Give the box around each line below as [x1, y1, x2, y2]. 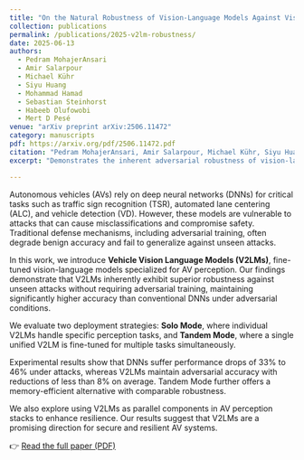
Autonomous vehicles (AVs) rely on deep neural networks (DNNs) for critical [9, 189, 294, 200]
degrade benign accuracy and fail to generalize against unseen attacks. [9, 237, 277, 248]
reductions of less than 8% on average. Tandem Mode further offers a [9, 376, 271, 387]
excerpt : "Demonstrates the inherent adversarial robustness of [9, 155, 257, 165]
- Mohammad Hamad [17, 89, 83, 98]
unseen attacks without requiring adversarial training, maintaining [9, 283, 253, 294]
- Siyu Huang [17, 80, 67, 89]
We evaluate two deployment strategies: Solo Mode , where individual [9, 320, 269, 331]
